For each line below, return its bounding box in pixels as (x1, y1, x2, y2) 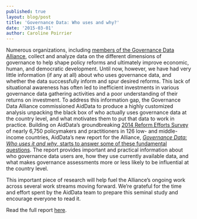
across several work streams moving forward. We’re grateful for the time (6, 183, 182, 190)
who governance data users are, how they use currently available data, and (6, 153, 189, 160)
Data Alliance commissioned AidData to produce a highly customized (6, 103, 173, 110)
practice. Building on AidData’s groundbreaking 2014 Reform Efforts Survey (6, 122, 189, 129)
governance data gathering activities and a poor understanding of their (6, 90, 178, 97)
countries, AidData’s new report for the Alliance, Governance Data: (25, 134, 187, 141)
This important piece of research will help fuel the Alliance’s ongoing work (6, 177, 186, 184)
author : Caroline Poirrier (6, 31, 72, 36)
